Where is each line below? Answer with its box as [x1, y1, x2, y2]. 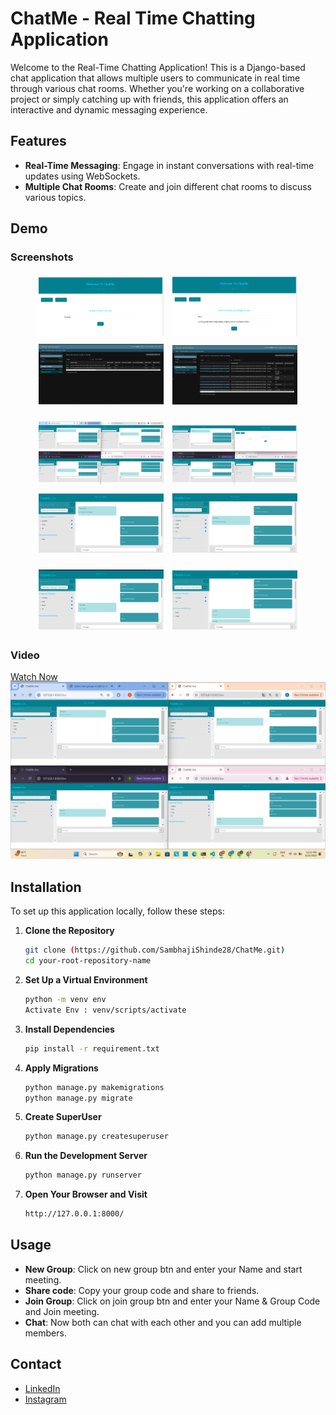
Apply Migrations [24, 1062, 99, 1074]
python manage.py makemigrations [24, 1082, 165, 1092]
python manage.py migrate [24, 1093, 133, 1103]
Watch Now [10, 670, 58, 682]
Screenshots [10, 250, 74, 264]
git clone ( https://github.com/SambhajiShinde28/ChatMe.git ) [24, 945, 286, 956]
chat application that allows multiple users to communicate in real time [10, 72, 301, 84]
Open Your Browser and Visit [24, 1188, 148, 1201]
